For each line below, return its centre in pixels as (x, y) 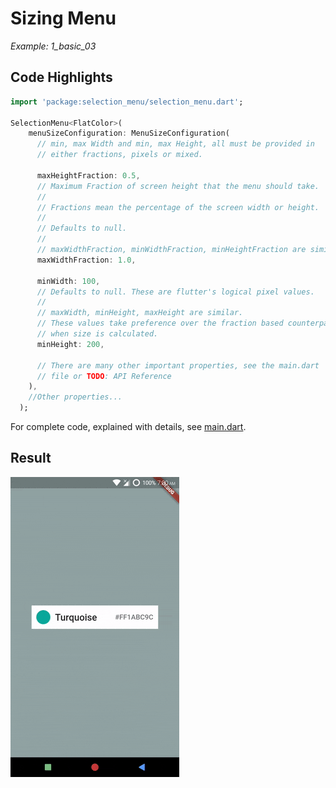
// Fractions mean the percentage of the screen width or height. (178, 207)
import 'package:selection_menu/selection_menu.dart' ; (127, 102)
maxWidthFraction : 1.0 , (86, 260)
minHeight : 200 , (70, 344)
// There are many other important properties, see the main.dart (178, 365)
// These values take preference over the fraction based (160, 323)
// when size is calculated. (97, 334)
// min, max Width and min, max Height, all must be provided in (175, 144)
